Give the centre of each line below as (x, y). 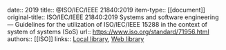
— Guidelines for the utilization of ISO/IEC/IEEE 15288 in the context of (107, 24)
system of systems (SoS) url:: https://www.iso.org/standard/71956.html (108, 32)
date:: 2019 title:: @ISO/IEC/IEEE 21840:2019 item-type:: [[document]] (106, 10)
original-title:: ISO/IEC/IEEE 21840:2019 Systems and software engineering (113, 17)
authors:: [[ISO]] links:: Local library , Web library (76, 39)
